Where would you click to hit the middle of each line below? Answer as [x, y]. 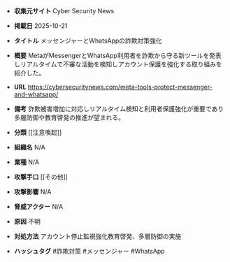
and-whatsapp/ [36, 94]
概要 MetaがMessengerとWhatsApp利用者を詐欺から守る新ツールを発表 [117, 56]
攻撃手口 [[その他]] [41, 177]
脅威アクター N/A [38, 206]
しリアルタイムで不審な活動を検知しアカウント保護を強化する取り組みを [118, 64]
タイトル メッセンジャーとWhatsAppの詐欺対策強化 [88, 41]
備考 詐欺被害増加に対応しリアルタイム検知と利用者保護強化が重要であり [119, 109]
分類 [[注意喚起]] [38, 132]
